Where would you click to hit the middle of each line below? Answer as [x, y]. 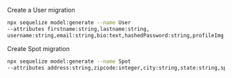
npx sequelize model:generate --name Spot [69, 61]
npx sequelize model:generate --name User [69, 23]
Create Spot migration [39, 48]
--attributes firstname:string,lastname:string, [78, 29]
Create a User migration [41, 10]
